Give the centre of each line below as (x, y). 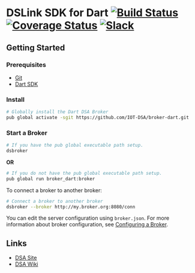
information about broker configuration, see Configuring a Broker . (87, 225)
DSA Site (26, 258)
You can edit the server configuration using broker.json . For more (88, 218)
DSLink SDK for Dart (58, 13)
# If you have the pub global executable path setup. (75, 145)
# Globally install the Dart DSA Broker (58, 112)
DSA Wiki (26, 264)
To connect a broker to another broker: (54, 190)
